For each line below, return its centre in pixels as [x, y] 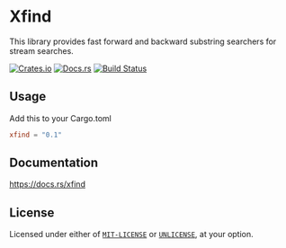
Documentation [54, 163]
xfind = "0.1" [36, 135]
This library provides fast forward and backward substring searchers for [143, 41]
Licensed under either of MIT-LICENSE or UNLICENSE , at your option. [131, 235]
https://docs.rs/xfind [47, 184]
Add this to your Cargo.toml [61, 118]
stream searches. [41, 50]
